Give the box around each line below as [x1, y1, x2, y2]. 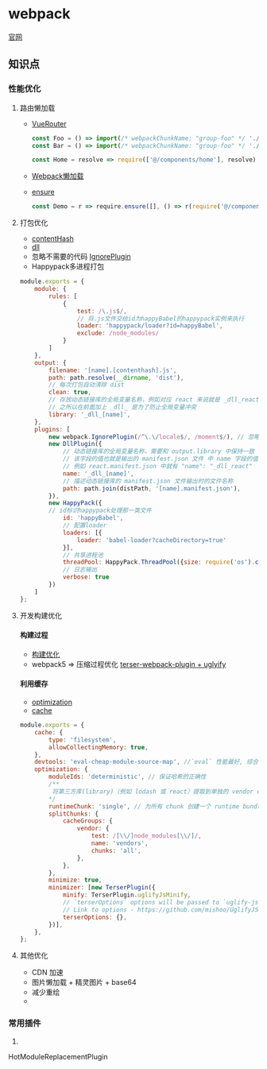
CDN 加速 [31, 967, 64, 978]
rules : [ [48, 292, 78, 300]
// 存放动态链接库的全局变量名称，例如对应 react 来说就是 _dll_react [48, 396, 260, 404]
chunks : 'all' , [91, 846, 141, 854]
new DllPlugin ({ [48, 440, 103, 448]
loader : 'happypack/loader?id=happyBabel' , [76, 322, 223, 330]
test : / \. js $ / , [76, 307, 127, 315]
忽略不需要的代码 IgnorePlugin [31, 252, 131, 261]
